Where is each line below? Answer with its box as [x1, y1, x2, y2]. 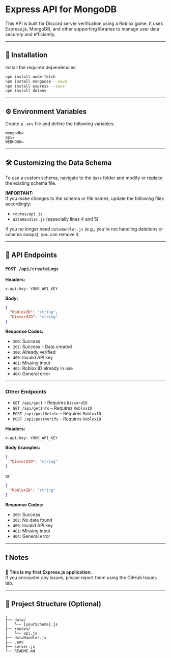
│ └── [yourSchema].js [5, 622, 58, 627]
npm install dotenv [5, 88, 47, 94]
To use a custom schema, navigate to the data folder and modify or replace [5, 175, 163, 181]
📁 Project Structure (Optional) [5, 599, 102, 608]
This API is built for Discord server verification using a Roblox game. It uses [5, 20, 163, 26]
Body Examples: [5, 444, 41, 451]
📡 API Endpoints [5, 251, 58, 260]
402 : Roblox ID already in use [12, 365, 73, 371]
